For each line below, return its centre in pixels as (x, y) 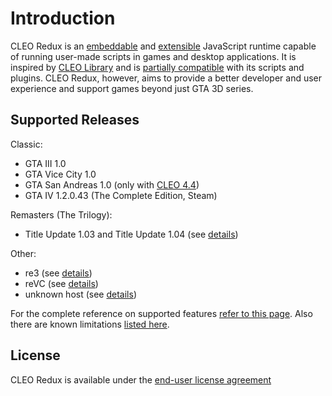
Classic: (26, 144)
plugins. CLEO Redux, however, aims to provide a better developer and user (166, 78)
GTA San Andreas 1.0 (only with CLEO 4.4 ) (112, 184)
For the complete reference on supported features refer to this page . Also (161, 313)
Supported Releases (75, 120)
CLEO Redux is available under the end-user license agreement (141, 379)
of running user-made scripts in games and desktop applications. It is (153, 56)
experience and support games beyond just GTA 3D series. (132, 88)
